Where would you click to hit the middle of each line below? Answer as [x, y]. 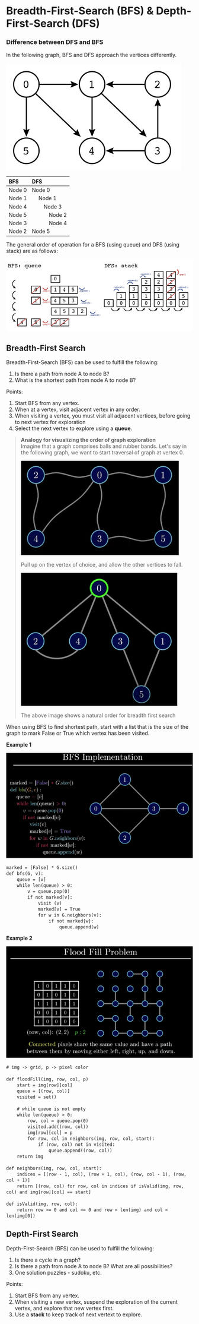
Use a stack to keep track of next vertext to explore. [78, 1314]
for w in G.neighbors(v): [70, 915]
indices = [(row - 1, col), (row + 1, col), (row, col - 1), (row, [102, 1174]
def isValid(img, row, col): [42, 1204]
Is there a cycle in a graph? [48, 1260]
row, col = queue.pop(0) [58, 1121]
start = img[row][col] [45, 1085]
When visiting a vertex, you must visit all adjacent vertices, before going [102, 416]
